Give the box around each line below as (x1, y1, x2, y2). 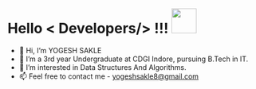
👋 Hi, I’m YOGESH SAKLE (18, 45, 102, 55)
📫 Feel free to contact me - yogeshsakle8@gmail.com (18, 72, 199, 81)
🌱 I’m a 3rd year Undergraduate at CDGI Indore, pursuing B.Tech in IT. (18, 54, 249, 64)
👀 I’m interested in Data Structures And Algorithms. (18, 62, 187, 72)
